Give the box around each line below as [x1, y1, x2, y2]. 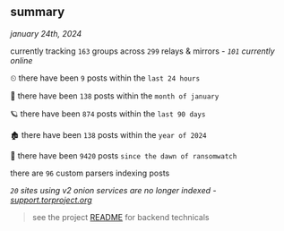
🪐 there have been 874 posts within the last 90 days [10, 108, 206, 119]
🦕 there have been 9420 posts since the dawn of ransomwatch [10, 150, 237, 161]
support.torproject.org [10, 194, 92, 205]
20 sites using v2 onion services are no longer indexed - [10, 184, 217, 195]
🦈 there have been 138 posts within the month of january [10, 90, 219, 101]
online [10, 55, 33, 65]
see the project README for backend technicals [31, 211, 210, 222]
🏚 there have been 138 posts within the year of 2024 [10, 129, 207, 140]
